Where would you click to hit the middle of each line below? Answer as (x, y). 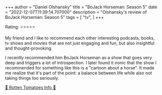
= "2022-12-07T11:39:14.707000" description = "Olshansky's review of (76, 12)
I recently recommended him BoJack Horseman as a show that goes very (79, 58)
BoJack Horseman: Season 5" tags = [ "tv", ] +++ (55, 17)
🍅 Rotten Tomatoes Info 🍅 (30, 87)
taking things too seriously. (32, 78)
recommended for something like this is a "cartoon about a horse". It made (80, 68)
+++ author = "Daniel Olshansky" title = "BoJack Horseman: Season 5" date (81, 7)
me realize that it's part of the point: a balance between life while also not (79, 73)
